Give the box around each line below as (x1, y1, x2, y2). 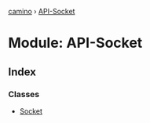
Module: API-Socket (8, 34, 143, 52)
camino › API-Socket (8, 7, 75, 16)
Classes (8, 89, 40, 99)
